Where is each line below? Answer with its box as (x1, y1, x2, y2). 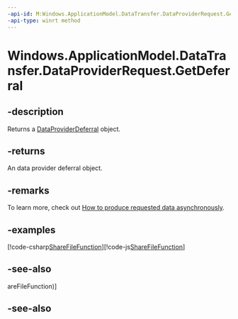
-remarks (7, 184, 50, 196)
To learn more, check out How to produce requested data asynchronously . (7, 203, 225, 212)
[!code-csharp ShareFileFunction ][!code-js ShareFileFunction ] (7, 242, 186, 251)
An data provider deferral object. (7, 164, 103, 172)
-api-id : (7, 10, 33, 18)
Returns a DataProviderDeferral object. (7, 125, 121, 133)
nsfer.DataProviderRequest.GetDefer (7, 62, 230, 79)
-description (7, 106, 64, 118)
